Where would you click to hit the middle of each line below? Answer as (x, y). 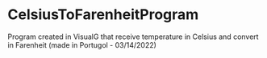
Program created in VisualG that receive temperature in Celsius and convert (133, 37)
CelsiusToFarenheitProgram (103, 15)
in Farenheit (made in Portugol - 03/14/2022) (82, 44)
